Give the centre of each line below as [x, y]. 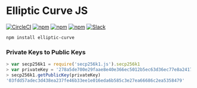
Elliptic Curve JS [47, 11]
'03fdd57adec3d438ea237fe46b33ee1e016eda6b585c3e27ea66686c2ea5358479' [95, 80]
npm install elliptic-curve [40, 37]
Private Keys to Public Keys [46, 52]
